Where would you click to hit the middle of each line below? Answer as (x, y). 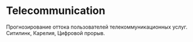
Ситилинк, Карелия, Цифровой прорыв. (56, 33)
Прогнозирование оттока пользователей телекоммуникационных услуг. (97, 27)
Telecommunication (56, 11)
